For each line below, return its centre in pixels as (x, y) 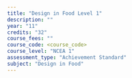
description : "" (30, 20)
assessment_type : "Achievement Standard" (67, 58)
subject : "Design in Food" (45, 64)
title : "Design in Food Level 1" (55, 13)
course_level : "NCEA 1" (41, 52)
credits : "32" (27, 32)
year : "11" (23, 26)
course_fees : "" (30, 39)
